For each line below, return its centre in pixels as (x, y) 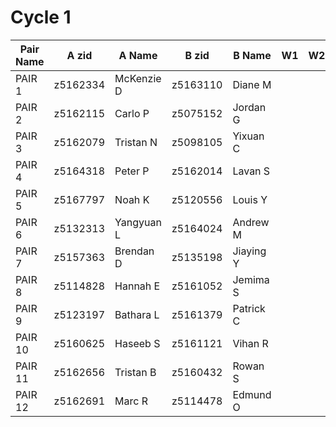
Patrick (249, 308)
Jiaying (249, 251)
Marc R (131, 401)
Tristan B (135, 372)
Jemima (251, 279)
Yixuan (248, 136)
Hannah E (137, 286)
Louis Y (250, 199)
